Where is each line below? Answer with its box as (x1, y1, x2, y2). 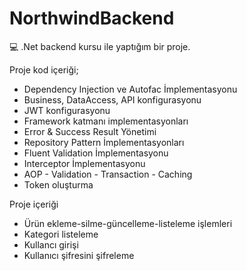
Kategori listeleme (23, 228, 99, 240)
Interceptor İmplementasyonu (23, 157, 146, 169)
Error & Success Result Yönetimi (23, 125, 157, 137)
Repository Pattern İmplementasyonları (23, 136, 185, 148)
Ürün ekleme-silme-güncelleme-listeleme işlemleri (23, 217, 233, 229)
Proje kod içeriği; (9, 63, 79, 76)
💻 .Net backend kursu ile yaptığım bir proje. (9, 40, 191, 52)
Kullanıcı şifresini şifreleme (23, 249, 135, 261)
